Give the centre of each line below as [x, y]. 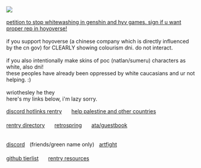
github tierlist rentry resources [48, 158]
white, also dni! [25, 67]
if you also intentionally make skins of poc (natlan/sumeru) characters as [96, 61]
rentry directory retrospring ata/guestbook [67, 125]
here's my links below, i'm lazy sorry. [52, 99]
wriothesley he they [31, 92]
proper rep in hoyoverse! [37, 28]
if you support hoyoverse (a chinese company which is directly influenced [97, 41]
